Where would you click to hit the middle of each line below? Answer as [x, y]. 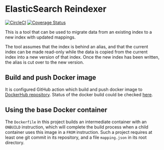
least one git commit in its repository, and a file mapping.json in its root [76, 137]
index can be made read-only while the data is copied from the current [76, 52]
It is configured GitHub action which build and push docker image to [74, 89]
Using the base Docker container [56, 110]
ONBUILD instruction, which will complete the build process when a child [77, 127]
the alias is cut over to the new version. [45, 62]
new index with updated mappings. [40, 37]
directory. [15, 142]
